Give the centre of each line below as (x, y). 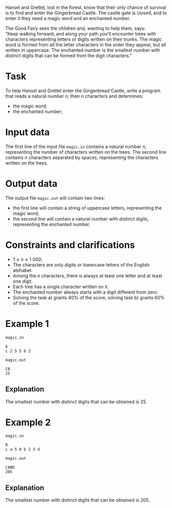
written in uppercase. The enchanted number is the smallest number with (83, 50)
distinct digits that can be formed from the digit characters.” (69, 56)
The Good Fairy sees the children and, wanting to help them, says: (75, 28)
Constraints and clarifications (70, 245)
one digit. (23, 281)
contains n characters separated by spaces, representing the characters (82, 157)
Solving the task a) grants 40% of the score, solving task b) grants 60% (89, 297)
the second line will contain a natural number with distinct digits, (81, 219)
